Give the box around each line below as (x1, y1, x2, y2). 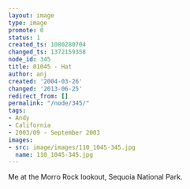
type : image (8, 19, 47, 27)
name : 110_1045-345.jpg (15, 150, 93, 158)
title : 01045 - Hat (8, 63, 73, 71)
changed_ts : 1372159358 (8, 48, 87, 56)
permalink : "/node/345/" (8, 99, 90, 107)
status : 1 (8, 33, 41, 42)
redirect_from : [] (8, 92, 69, 100)
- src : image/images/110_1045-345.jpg (8, 143, 136, 151)
